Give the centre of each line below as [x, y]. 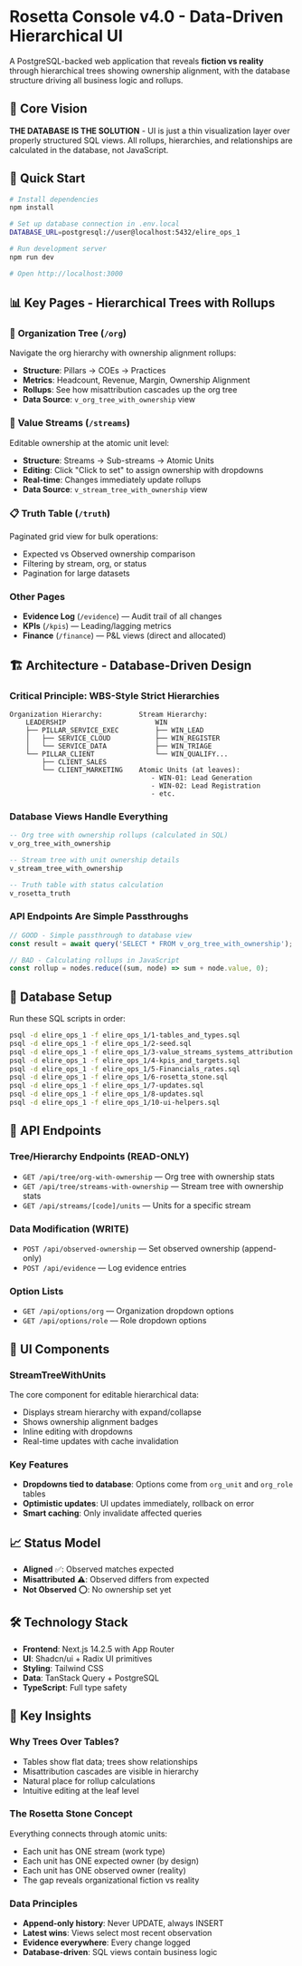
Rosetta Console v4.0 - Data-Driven [146, 17]
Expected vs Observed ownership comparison [109, 554]
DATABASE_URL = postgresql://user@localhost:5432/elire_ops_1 [125, 233]
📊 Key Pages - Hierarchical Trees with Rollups [142, 303]
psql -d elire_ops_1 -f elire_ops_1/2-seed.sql [101, 1043]
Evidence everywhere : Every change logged [107, 1942]
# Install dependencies [54, 199]
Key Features [39, 1464]
